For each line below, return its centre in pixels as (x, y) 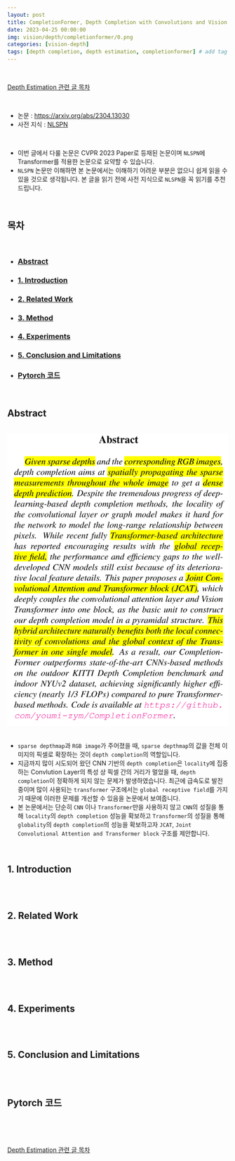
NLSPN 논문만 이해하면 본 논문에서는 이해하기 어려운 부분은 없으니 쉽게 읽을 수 (122, 170)
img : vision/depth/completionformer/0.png (70, 37)
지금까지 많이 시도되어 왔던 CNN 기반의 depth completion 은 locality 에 (116, 763)
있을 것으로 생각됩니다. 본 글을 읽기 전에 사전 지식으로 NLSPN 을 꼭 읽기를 (115, 179)
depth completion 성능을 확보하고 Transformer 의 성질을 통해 (141, 816)
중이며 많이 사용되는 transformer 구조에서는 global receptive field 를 (116, 789)
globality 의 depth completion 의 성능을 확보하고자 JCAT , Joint (104, 824)
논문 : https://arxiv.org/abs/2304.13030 (73, 115)
